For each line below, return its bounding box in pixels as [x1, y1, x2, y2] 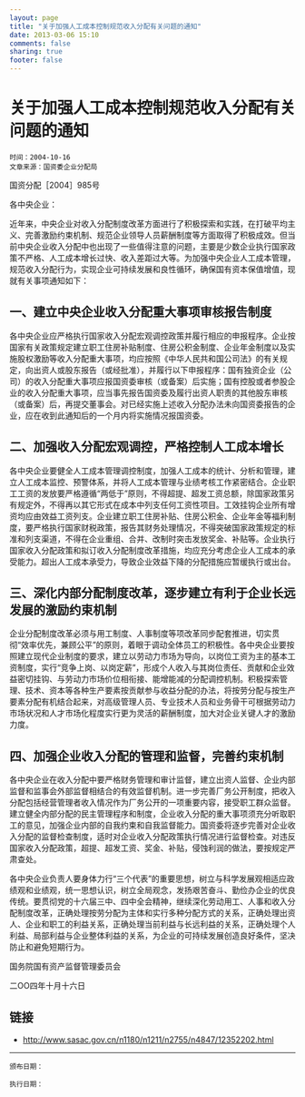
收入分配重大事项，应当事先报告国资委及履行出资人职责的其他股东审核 [25, 387, 288, 398]
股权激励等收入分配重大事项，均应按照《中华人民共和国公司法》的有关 [16, 352, 280, 364]
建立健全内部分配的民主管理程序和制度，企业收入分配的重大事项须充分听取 [9, 808, 288, 819]
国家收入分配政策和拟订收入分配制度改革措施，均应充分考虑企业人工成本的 [9, 544, 288, 555]
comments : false [9, 38, 71, 48]
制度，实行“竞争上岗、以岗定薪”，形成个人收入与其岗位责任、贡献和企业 [16, 662, 288, 674]
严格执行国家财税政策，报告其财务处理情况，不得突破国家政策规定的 [33, 522, 288, 533]
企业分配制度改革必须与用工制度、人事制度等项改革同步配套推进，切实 [9, 628, 272, 639]
